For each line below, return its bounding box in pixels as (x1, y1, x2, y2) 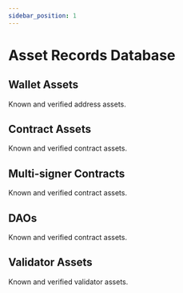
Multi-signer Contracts (8, 167, 125, 180)
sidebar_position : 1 (8, 11, 78, 20)
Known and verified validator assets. (8, 277, 129, 287)
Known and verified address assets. (8, 99, 126, 109)
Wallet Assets (8, 78, 79, 92)
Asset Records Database (8, 46, 176, 64)
